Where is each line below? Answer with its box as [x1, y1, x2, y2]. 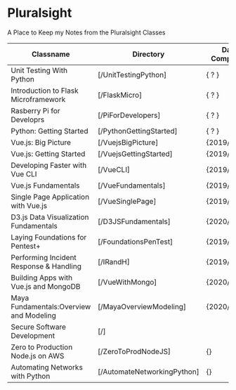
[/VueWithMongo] [97, 277, 157, 287]
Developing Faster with [11, 160, 87, 170]
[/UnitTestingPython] [97, 70, 167, 79]
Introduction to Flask [11, 86, 79, 96]
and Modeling [11, 311, 56, 320]
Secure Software [11, 322, 67, 332]
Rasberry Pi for [11, 105, 61, 115]
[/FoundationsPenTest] [97, 237, 173, 247]
